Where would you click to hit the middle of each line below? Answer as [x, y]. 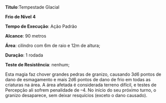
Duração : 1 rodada [24, 55]
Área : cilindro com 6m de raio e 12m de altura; [53, 46]
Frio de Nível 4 [20, 17]
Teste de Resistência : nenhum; [37, 65]
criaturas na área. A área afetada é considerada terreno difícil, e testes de [81, 85]
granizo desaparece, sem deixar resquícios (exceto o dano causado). [76, 95]
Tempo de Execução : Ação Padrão [41, 26]
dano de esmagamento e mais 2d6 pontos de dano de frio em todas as [78, 79]
